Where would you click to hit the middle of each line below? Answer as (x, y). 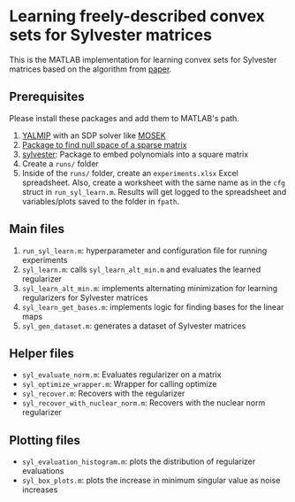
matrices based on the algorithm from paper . (91, 69)
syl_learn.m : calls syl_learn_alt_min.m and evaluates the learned (141, 269)
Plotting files (45, 440)
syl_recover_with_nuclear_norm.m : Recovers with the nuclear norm (144, 403)
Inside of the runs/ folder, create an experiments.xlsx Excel (130, 173)
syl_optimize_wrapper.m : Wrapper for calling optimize (119, 384)
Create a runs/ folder (60, 163)
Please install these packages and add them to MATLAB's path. (125, 118)
